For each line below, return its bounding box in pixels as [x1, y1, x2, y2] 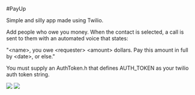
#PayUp [6, 5, 26, 12]
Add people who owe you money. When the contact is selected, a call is [6, 28, 184, 35]
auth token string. [6, 71, 50, 78]
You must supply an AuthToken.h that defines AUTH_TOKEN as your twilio [6, 64, 189, 72]
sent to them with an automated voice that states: [6, 35, 128, 41]
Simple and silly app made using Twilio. [6, 17, 104, 23]
